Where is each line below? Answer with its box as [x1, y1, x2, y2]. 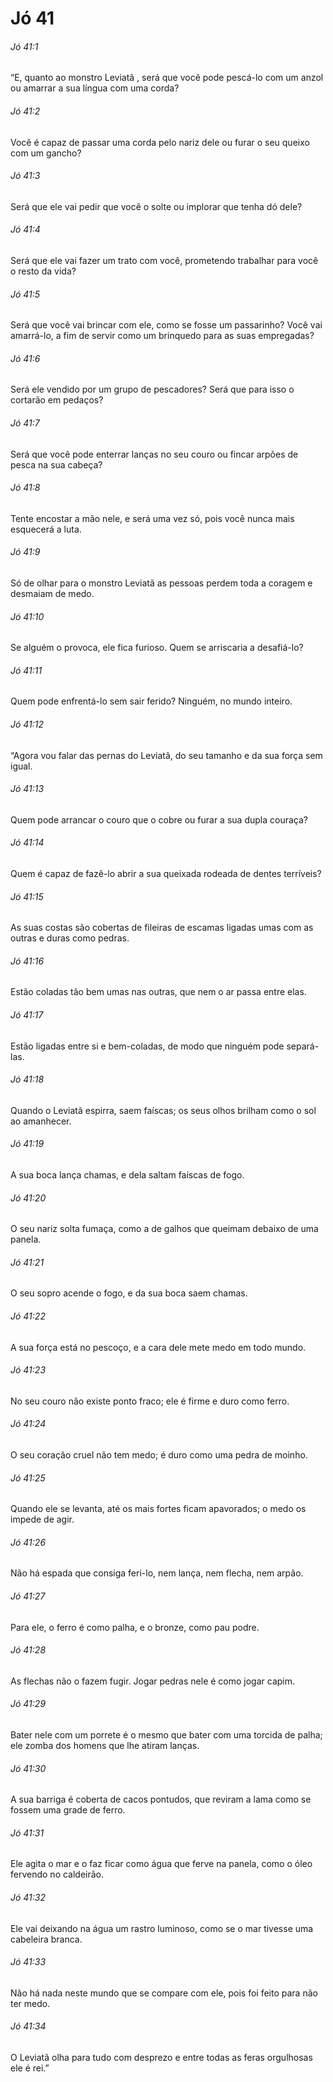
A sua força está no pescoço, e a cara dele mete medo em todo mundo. [10, 1341, 307, 1353]
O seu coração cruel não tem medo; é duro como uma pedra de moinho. [10, 1449, 308, 1461]
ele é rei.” [10, 2062, 50, 2074]
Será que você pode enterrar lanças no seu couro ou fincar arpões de [10, 448, 299, 460]
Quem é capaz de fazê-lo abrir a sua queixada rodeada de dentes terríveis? [10, 868, 322, 880]
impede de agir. [10, 1513, 75, 1526]
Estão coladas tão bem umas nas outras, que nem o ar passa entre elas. [10, 986, 307, 998]
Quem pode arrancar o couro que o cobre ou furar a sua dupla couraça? [10, 813, 308, 826]
